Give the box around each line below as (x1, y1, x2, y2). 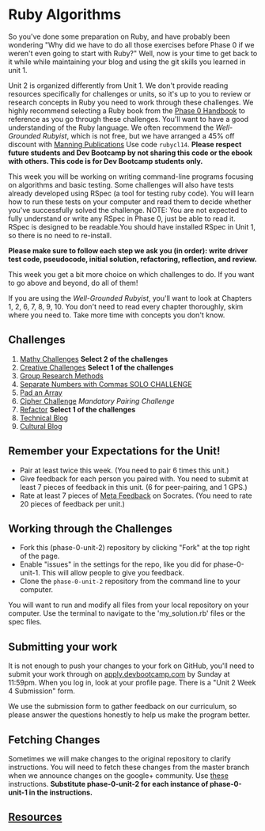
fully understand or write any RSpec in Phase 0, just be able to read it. (8, 214, 236, 223)
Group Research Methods (19, 370, 104, 381)
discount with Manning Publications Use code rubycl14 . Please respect (8, 139, 242, 149)
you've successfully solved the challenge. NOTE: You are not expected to (8, 205, 248, 214)
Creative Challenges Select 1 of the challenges (19, 362, 174, 372)
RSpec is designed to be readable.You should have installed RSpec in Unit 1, (8, 222, 256, 231)
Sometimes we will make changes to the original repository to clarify (8, 754, 231, 763)
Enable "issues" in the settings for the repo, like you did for (19, 560, 212, 569)
